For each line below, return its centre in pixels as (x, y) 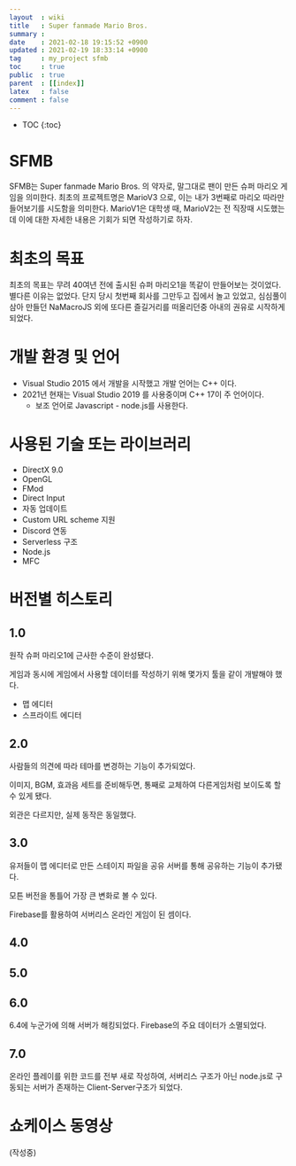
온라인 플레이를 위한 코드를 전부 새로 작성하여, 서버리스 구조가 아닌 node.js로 (141, 1077)
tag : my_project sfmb (59, 58)
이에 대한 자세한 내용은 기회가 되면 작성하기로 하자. (105, 220)
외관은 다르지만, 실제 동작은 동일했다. (73, 814)
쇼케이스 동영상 (61, 1127)
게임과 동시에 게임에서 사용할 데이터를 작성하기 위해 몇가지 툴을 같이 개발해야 (141, 674)
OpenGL (37, 479)
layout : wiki (37, 17)
